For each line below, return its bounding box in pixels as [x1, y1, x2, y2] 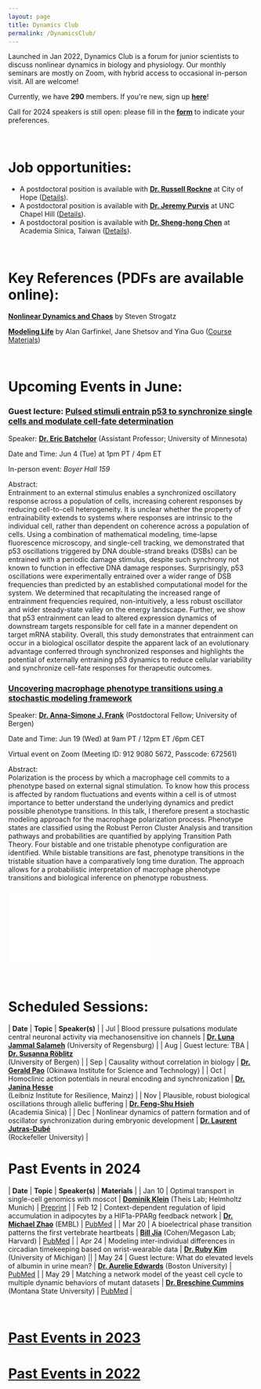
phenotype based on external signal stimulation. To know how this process [8, 781, 250, 791]
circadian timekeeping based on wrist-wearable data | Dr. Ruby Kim [8, 1244, 227, 1254]
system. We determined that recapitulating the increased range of [8, 588, 221, 597]
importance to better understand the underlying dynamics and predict [8, 798, 234, 807]
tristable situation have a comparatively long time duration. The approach [8, 857, 245, 866]
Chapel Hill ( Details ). [19, 209, 86, 219]
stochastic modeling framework [8, 693, 132, 704]
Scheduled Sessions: [8, 998, 149, 1016]
